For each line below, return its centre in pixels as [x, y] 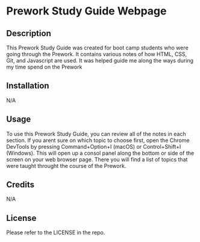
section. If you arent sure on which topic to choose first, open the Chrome [98, 140]
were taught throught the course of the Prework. [66, 166]
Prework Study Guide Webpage [86, 11]
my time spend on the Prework [44, 67]
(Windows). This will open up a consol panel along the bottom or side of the [100, 153]
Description [29, 33]
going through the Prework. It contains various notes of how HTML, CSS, [97, 54]
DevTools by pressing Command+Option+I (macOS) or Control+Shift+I [94, 146]
